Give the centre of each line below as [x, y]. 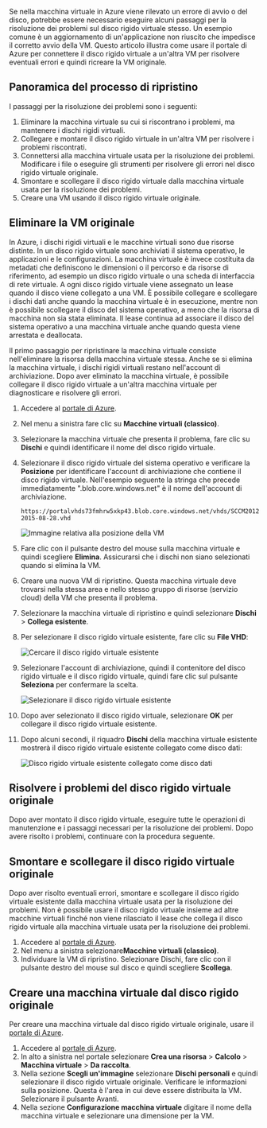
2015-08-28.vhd [46, 518]
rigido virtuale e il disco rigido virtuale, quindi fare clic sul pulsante [129, 676]
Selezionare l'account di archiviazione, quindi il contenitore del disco [133, 667]
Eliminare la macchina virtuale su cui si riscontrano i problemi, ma [128, 122]
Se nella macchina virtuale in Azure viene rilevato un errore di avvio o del [128, 12]
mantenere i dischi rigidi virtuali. [73, 130]
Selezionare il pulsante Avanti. [70, 1099]
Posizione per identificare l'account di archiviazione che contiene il [131, 471]
